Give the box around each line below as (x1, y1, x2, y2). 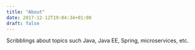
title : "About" (6, 9, 45, 15)
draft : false (6, 20, 40, 26)
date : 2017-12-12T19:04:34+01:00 (6, 15, 92, 21)
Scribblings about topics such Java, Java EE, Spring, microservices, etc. (6, 37, 189, 45)
